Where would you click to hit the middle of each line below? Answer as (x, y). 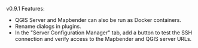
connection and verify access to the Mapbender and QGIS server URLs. (103, 39)
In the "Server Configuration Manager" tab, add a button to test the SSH (103, 33)
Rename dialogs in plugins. (48, 26)
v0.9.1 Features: (25, 9)
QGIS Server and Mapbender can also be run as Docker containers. (98, 20)
